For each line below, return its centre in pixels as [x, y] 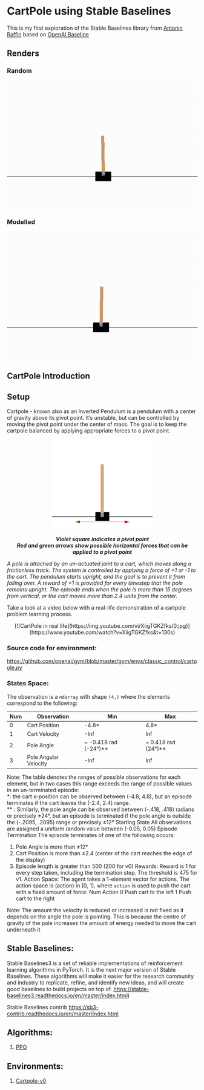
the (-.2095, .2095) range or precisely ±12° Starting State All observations [99, 822]
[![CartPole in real [37, 626]
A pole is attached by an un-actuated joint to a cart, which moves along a [99, 564]
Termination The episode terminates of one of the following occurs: [91, 835]
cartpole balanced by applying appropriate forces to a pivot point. [89, 431]
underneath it [24, 929]
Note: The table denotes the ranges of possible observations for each [94, 777]
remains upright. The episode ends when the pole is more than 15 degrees [100, 590]
